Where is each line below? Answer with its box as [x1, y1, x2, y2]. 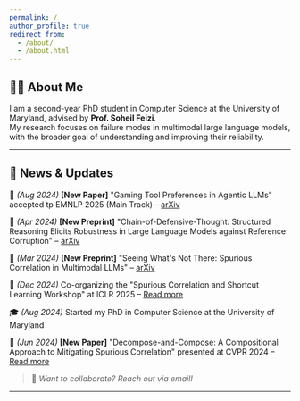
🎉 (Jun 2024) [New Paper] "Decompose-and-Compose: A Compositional [9, 337, 279, 347]
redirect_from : [9, 29, 66, 38]
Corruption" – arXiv [9, 235, 80, 246]
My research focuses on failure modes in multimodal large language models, [9, 121, 291, 132]
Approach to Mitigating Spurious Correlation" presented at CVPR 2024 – [9, 346, 275, 357]
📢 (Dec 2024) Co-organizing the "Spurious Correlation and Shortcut [9, 279, 259, 290]
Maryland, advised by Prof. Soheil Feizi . [9, 113, 156, 123]
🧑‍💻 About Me [9, 79, 84, 95]
